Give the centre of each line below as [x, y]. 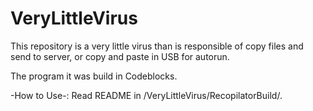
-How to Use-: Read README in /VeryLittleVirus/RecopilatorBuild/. [146, 95]
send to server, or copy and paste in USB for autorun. [120, 56]
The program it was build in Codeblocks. [94, 76]
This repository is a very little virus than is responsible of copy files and [157, 46]
